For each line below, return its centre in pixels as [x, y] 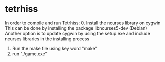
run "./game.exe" [30, 54]
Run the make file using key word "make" [55, 48]
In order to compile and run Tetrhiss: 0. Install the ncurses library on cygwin [83, 23]
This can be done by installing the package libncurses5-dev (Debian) [76, 28]
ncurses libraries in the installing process [47, 39]
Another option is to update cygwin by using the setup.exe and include [78, 33]
